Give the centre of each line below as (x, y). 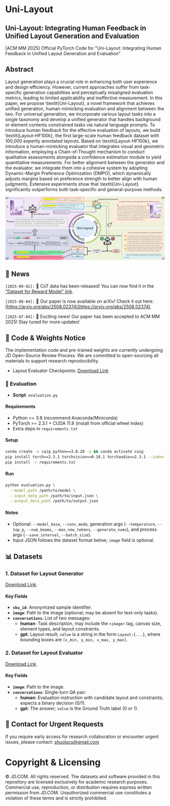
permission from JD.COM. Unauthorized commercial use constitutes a (78, 792)
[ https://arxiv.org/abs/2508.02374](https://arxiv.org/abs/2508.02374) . (78, 307)
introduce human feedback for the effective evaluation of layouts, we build (83, 130)
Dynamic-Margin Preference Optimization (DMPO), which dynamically (78, 173)
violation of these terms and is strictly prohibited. (56, 798)
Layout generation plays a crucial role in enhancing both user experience (81, 82)
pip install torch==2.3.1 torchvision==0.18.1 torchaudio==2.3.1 (75, 457)
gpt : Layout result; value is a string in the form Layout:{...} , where (90, 634)
